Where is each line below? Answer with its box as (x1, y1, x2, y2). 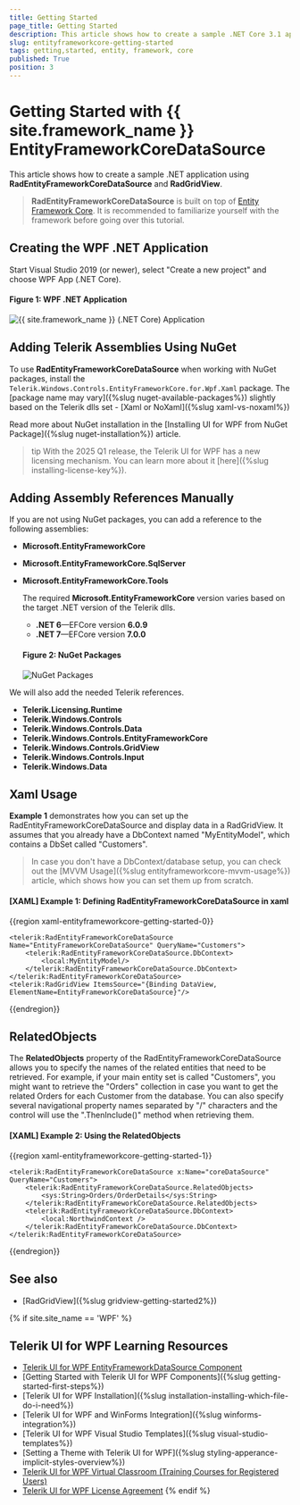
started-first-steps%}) (21, 1381, 104, 1392)
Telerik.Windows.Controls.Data (21, 723, 143, 733)
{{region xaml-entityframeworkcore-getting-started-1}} (9, 1150, 212, 1161)
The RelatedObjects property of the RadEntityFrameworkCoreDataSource (9, 1053, 281, 1064)
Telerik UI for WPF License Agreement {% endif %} (21, 1485, 212, 1496)
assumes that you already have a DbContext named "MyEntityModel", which (9, 830, 290, 840)
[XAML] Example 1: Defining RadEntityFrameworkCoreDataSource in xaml (9, 896, 289, 907)
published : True (9, 54, 70, 63)
